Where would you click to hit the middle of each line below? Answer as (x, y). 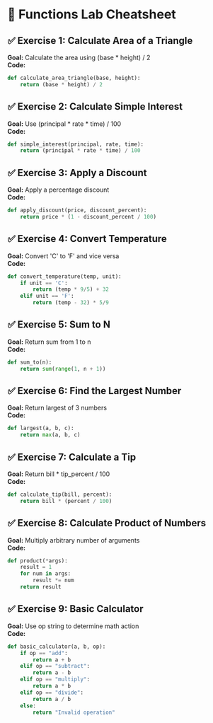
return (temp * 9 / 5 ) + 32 (71, 289)
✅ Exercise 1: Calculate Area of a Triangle (100, 41)
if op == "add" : (44, 653)
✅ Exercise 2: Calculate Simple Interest (95, 106)
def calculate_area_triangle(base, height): (74, 78)
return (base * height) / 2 (61, 84)
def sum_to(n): (30, 362)
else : (28, 706)
